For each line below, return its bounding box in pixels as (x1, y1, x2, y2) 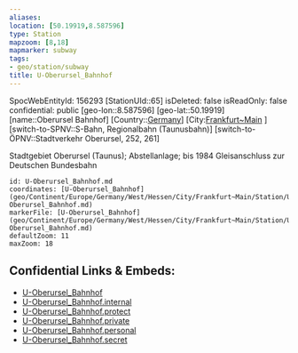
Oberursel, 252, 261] (84, 132, 160, 143)
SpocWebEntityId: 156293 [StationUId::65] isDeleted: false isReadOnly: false (9, 95, 288, 106)
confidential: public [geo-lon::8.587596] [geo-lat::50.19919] (9, 104, 225, 116)
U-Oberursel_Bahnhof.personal (21, 325, 137, 335)
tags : (9, 54, 29, 63)
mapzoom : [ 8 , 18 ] (9, 37, 69, 47)
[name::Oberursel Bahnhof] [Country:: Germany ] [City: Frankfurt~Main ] (9, 114, 268, 124)
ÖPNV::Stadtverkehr (9, 132, 83, 143)
